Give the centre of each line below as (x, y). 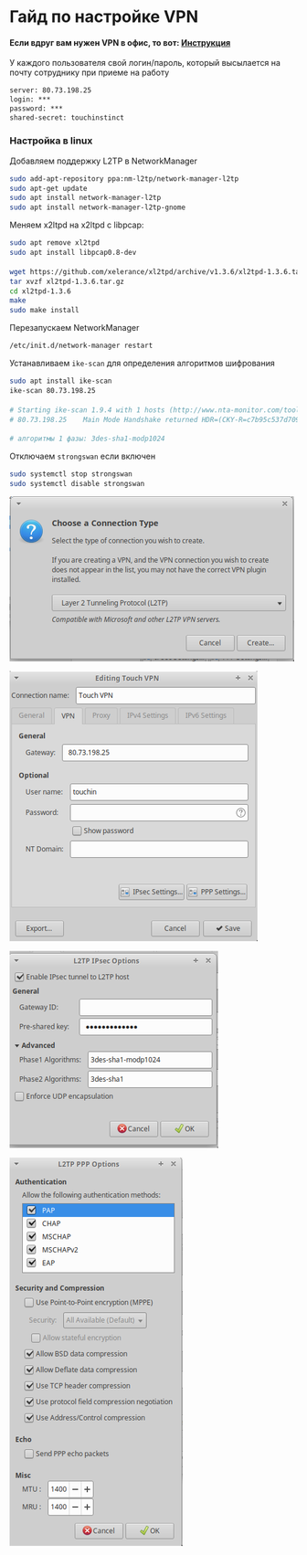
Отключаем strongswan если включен (83, 456)
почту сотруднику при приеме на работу (90, 73)
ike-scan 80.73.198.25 (53, 390)
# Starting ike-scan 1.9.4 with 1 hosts (88, 410)
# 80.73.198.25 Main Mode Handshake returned (104, 419)
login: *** (30, 100)
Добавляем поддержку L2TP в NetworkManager (104, 161)
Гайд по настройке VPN (104, 17)
